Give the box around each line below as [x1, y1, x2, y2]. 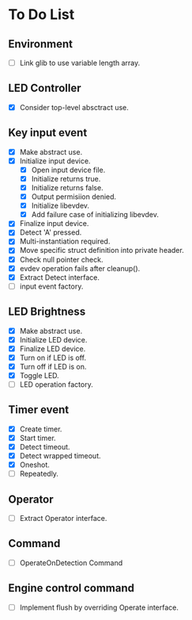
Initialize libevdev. [31, 201, 89, 211]
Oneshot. [19, 460, 50, 469]
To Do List [8, 6, 75, 24]
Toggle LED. [19, 370, 59, 380]
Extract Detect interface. [19, 272, 100, 282]
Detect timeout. [19, 442, 70, 451]
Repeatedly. [19, 469, 59, 479]
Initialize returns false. [31, 183, 104, 192]
